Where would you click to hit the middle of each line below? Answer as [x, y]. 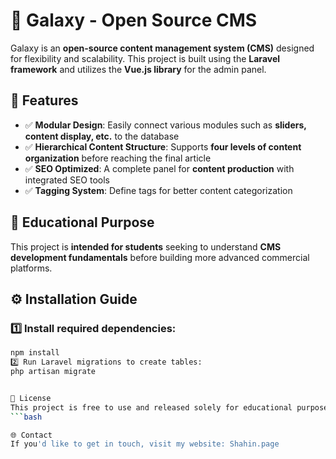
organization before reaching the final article [118, 158]
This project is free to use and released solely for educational [151, 407]
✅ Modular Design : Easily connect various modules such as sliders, [165, 125]
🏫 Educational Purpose [82, 222]
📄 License [31, 398]
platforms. [31, 268]
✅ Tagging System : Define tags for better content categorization [158, 190]
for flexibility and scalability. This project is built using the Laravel [145, 58]
